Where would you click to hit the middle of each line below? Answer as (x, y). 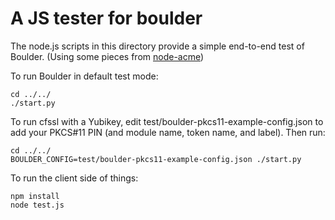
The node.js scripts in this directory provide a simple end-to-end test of (157, 46)
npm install (35, 196)
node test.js (37, 205)
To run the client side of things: (74, 178)
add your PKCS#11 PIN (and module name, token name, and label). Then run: (168, 132)
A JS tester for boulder (106, 18)
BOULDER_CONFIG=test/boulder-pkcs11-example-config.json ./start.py (156, 159)
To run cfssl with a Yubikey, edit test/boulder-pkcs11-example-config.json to (167, 121)
